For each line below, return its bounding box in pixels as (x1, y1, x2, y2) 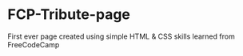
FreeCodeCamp (7, 39, 60, 49)
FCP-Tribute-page (7, 6, 131, 24)
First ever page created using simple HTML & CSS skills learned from (7, 32, 235, 41)
